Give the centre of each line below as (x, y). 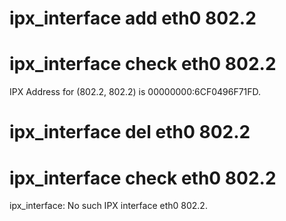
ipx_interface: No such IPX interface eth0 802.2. (108, 206)
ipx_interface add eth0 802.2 (133, 18)
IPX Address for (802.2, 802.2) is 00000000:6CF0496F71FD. (135, 92)
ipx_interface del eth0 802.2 (130, 132)
